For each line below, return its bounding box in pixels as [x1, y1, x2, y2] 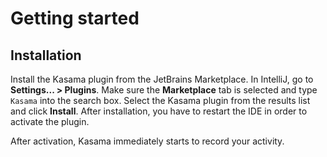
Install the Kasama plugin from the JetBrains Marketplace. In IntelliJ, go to [10, 73, 314, 85]
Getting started [10, 7, 140, 30]
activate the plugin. [10, 116, 90, 127]
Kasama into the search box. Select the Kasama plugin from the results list [10, 95, 311, 106]
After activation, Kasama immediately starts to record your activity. [10, 135, 285, 147]
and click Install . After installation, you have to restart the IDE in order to [10, 105, 308, 117]
